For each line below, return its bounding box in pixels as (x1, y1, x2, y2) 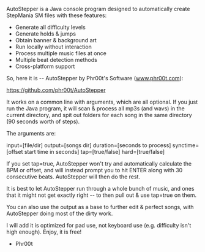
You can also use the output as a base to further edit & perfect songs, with (6, 204, 194, 210)
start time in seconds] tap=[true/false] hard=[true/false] (24, 148, 165, 155)
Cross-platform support (15, 63, 75, 70)
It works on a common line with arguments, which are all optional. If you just (6, 98, 198, 105)
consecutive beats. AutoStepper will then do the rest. (6, 173, 141, 180)
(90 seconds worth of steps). (6, 118, 80, 125)
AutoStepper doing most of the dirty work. (6, 210, 113, 217)
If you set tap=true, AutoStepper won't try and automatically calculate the (6, 160, 192, 167)
